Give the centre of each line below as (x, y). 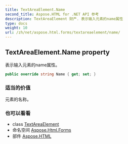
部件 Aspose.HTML (32, 136)
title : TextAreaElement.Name (35, 10)
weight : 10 (16, 28)
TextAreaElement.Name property (58, 52)
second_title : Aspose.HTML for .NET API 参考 (52, 14)
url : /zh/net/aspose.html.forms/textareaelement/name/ (63, 32)
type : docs (16, 23)
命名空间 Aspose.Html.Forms (42, 130)
